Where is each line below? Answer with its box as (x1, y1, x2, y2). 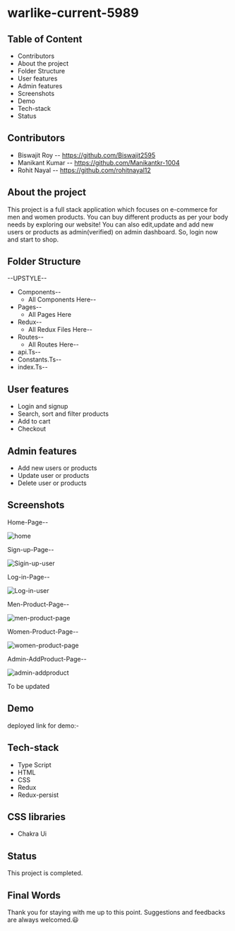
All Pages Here (28, 311, 72, 319)
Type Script (17, 760, 52, 769)
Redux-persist (17, 791, 59, 799)
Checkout (17, 425, 47, 433)
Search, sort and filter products (17, 409, 109, 418)
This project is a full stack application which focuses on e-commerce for (7, 205, 218, 213)
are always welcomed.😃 (7, 915, 79, 924)
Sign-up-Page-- (7, 545, 54, 553)
